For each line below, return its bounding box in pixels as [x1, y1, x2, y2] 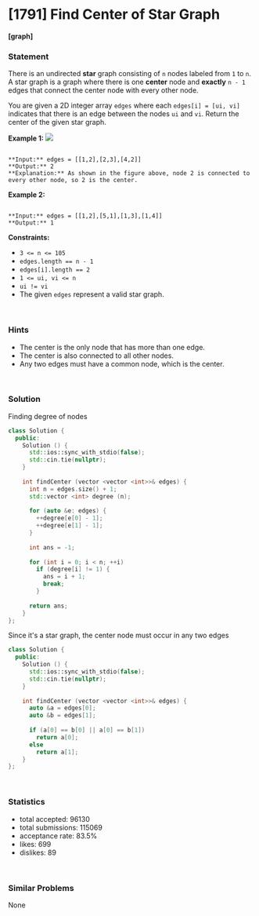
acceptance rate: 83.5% [19, 830, 98, 841]
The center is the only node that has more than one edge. [19, 342, 206, 352]
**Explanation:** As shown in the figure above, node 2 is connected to [8, 170, 250, 177]
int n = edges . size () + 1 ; [28, 485, 117, 493]
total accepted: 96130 [19, 814, 90, 823]
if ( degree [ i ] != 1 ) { [36, 565, 110, 574]
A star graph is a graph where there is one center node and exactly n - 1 [8, 77, 246, 87]
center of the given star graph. [8, 118, 107, 127]
